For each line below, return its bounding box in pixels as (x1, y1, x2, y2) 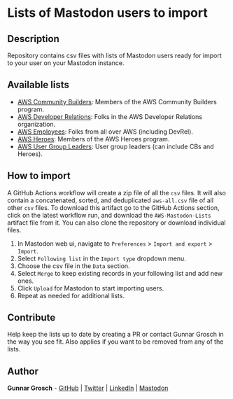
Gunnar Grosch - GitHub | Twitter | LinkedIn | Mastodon (7, 384, 169, 393)
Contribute (7, 311, 56, 323)
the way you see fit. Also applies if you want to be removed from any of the (7, 337, 224, 346)
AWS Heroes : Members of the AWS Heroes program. (17, 134, 170, 143)
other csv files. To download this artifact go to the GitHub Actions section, (7, 203, 220, 211)
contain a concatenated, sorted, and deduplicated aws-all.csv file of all (7, 196, 214, 204)
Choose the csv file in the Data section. (17, 261, 131, 270)
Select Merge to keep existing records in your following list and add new (17, 269, 223, 277)
